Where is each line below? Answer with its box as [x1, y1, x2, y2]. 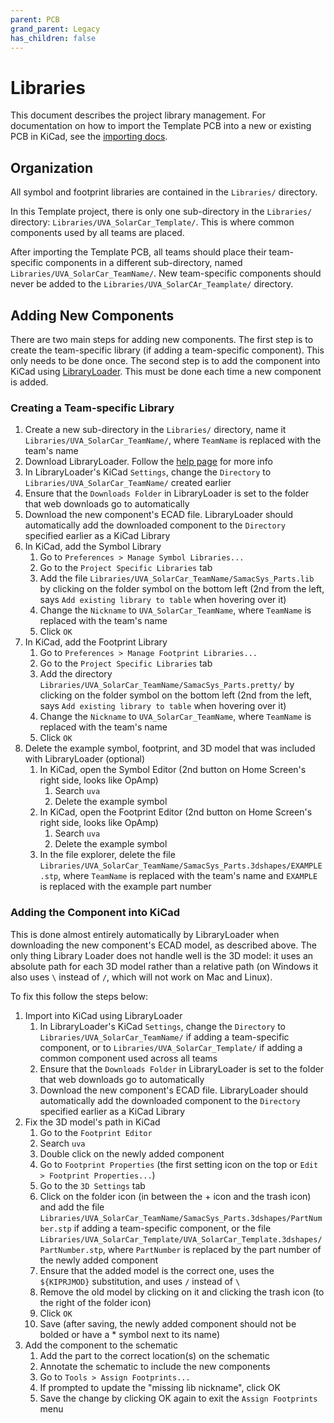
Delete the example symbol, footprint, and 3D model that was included [24, 742, 316, 755]
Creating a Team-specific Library [10, 401, 175, 415]
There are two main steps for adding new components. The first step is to [10, 333, 314, 345]
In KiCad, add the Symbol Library [24, 541, 162, 553]
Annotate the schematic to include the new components [39, 1360, 271, 1372]
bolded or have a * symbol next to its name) [39, 1328, 220, 1340]
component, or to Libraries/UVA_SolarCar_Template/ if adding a [39, 1041, 303, 1053]
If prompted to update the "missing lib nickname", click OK [39, 1381, 281, 1393]
